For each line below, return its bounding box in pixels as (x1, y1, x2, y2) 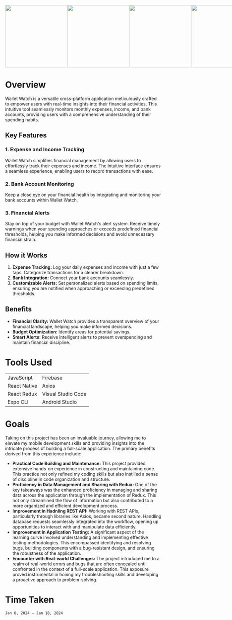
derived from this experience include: (5, 450, 82, 457)
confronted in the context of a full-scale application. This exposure (12, 566, 149, 572)
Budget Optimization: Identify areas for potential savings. (12, 328, 131, 335)
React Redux (7, 390, 37, 397)
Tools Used (5, 357, 53, 368)
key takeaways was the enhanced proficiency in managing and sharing (12, 487, 158, 493)
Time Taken (5, 594, 55, 605)
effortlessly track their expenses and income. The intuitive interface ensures (5, 163, 161, 169)
